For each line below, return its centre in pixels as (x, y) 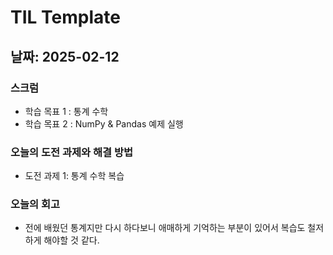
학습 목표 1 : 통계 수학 (66, 111)
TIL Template (65, 17)
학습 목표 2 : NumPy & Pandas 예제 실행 (104, 123)
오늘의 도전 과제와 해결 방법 (72, 152)
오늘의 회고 (35, 204)
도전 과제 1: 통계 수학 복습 (74, 176)
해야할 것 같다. (71, 240)
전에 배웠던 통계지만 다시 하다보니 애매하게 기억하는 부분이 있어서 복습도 (165, 228)
